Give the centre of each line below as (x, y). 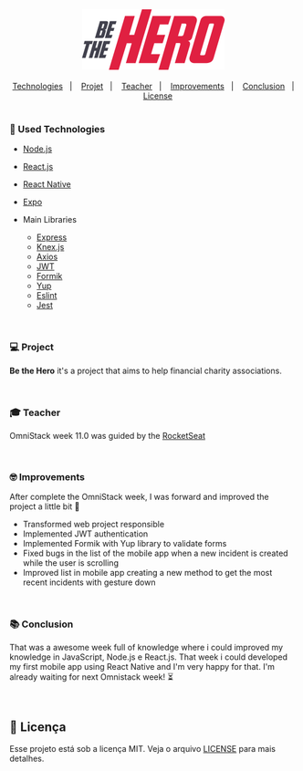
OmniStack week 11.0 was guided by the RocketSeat (107, 435)
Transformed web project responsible (94, 525)
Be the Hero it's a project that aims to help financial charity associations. (146, 370)
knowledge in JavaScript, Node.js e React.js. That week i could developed (149, 657)
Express (52, 237)
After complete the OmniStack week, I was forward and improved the (139, 497)
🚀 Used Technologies (57, 129)
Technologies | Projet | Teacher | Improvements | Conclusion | (153, 86)
